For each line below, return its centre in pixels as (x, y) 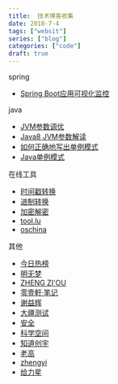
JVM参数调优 (42, 126)
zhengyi (34, 362)
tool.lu (31, 221)
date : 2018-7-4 (34, 24)
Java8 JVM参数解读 (53, 136)
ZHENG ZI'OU (43, 283)
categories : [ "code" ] (45, 46)
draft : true (28, 54)
